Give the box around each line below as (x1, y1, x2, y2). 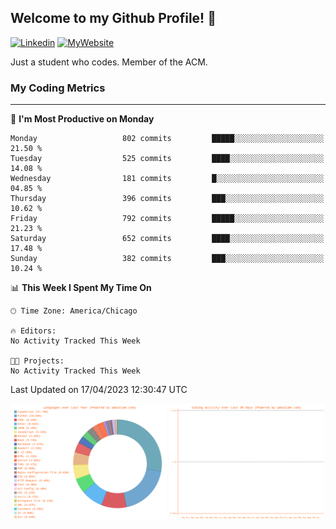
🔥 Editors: (10, 326, 57, 336)
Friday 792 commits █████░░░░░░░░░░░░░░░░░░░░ (10, 214, 325, 224)
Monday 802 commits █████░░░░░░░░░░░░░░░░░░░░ (10, 134, 325, 144)
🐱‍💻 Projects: (10, 356, 65, 366)
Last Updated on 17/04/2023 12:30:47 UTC (10, 384, 188, 396)
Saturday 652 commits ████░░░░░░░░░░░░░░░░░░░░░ (10, 234, 325, 244)
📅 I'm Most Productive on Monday (10, 113, 155, 125)
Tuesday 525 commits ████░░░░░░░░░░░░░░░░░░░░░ (10, 154, 325, 164)
